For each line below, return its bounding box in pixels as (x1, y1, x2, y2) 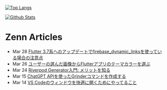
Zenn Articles (5, 32, 63, 43)
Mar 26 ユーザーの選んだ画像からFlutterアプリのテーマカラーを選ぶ (12, 61, 151, 67)
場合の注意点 (16, 54, 43, 60)
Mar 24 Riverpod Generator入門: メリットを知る (12, 67, 111, 73)
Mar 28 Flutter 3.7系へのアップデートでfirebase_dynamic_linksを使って (12, 48, 158, 54)
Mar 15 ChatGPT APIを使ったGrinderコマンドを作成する (12, 73, 126, 79)
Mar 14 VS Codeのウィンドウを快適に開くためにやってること (12, 79, 137, 85)
